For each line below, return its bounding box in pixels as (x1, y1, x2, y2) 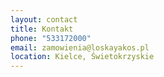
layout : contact (10, 14, 78, 25)
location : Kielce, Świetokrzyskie (10, 52, 155, 62)
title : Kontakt (10, 24, 74, 34)
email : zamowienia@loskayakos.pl (10, 42, 150, 53)
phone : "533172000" (10, 33, 92, 43)
